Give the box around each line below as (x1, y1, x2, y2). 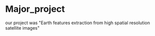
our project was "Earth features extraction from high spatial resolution (5, 20, 150, 26)
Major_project (5, 3, 65, 15)
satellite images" (5, 25, 40, 31)
